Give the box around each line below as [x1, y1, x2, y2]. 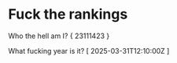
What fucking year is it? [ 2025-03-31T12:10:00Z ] [8, 46, 170, 55]
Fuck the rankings [8, 5, 128, 23]
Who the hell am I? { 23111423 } [8, 31, 110, 40]
